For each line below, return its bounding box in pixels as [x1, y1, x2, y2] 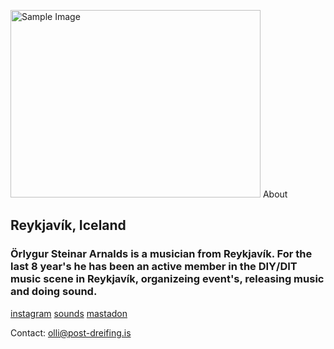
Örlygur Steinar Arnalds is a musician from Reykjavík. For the [10, 247, 313, 261]
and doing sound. [10, 285, 98, 299]
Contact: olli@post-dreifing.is [10, 326, 132, 339]
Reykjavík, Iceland [10, 217, 127, 234]
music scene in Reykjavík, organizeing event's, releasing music [10, 272, 325, 286]
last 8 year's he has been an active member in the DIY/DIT [10, 260, 298, 274]
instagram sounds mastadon [10, 307, 128, 319]
